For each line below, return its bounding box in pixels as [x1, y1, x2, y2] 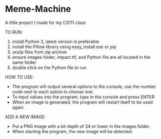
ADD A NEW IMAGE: [5, 114, 46, 119]
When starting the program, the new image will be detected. [12, 128, 133, 134]
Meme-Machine [5, 3, 72, 15]
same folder [12, 59, 37, 65]
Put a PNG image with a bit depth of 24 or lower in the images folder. [12, 123, 150, 129]
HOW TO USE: [5, 74, 34, 80]
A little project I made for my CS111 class [5, 20, 86, 25]
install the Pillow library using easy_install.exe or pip [12, 44, 117, 49]
